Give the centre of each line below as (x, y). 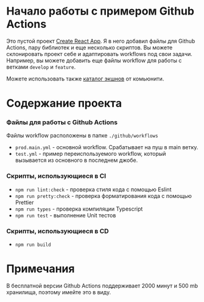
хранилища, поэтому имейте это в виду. (59, 292)
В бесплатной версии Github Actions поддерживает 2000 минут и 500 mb (102, 286)
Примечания (40, 269)
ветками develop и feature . (41, 67)
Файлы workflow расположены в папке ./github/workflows (82, 136)
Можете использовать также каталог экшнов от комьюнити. (85, 79)
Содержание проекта (64, 103)
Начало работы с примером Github (100, 11)
